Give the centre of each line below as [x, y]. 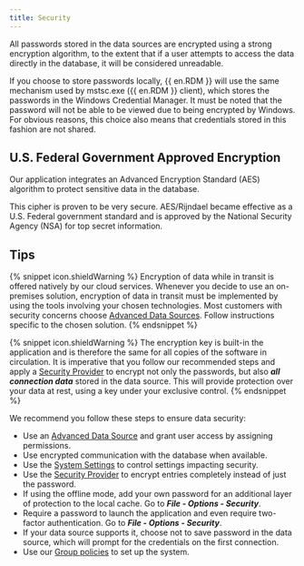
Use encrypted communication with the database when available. [145, 455]
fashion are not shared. [53, 129]
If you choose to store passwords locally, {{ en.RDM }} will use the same [144, 81]
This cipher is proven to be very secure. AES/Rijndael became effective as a [151, 207]
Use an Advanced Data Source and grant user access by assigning [148, 436]
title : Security [40, 18]
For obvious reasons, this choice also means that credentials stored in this [148, 119]
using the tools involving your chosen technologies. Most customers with [146, 306]
